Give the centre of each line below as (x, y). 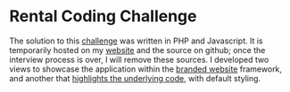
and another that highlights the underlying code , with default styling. (135, 78)
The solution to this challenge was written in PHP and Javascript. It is (136, 41)
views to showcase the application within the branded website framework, (146, 69)
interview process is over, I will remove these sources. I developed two (139, 59)
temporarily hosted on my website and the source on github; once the (137, 50)
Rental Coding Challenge (103, 16)
